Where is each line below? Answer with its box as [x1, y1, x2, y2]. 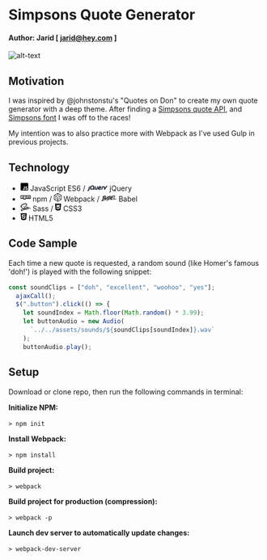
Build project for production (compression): [8, 496, 158, 506]
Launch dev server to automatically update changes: [8, 528, 190, 537]
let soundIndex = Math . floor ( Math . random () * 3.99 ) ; [23, 309, 205, 317]
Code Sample [8, 237, 78, 251]
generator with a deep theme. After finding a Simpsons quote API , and [8, 104, 243, 114]
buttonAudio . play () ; [23, 343, 92, 351]
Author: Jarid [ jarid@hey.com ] [8, 32, 117, 42]
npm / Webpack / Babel [32, 194, 138, 204]
